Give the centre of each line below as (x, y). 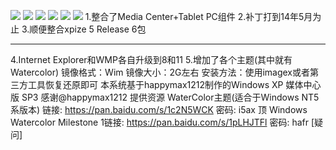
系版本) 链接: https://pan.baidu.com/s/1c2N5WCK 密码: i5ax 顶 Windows (159, 109)
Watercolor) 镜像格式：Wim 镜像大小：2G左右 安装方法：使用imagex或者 (160, 72)
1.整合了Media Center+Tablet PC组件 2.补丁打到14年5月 (198, 16)
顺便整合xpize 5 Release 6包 (88, 29)
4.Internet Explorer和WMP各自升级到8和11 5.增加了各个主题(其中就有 (151, 59)
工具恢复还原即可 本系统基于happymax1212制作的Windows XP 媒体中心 (174, 84)
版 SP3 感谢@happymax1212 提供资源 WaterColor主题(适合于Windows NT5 (165, 97)
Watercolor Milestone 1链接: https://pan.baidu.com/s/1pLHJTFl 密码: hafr (159, 122)
